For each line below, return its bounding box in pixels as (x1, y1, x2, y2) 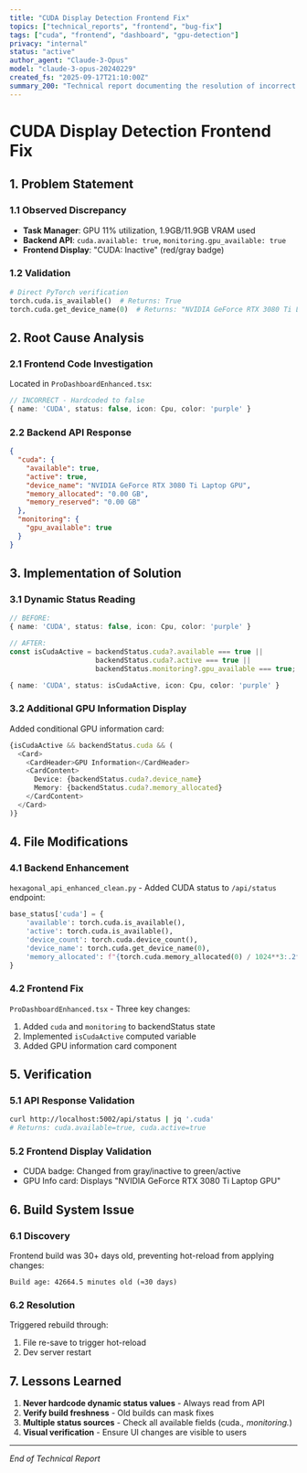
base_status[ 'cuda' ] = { (9, 910, 104, 919)
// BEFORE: (9, 614, 51, 623)
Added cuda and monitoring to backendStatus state (22, 1020, 216, 1031)
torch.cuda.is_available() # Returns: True (9, 296, 182, 305)
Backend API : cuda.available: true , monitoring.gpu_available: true (22, 234, 286, 245)
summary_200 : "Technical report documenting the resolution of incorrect (9, 81, 297, 91)
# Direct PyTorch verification (9, 287, 129, 297)
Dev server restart (22, 1347, 91, 1358)
